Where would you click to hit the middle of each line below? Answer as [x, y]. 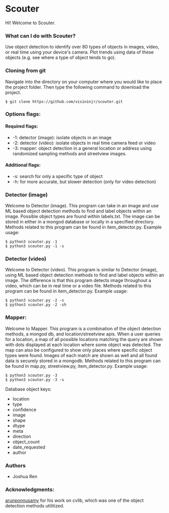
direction [22, 436]
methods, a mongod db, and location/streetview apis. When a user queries [83, 334]
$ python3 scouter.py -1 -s [35, 246]
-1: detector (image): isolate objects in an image [62, 137]
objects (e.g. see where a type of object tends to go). [61, 58]
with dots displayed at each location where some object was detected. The [83, 345]
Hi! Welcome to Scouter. [30, 23]
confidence [24, 410]
